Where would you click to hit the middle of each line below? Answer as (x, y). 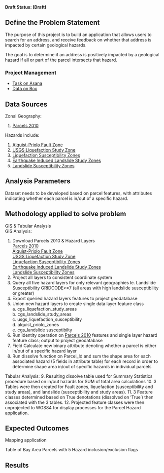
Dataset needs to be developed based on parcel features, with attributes (79, 193)
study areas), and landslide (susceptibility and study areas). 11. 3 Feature (79, 392)
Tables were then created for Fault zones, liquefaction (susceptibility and (79, 387)
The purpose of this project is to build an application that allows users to (78, 35)
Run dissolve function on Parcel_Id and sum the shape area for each (82, 356)
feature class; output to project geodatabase (57, 340)
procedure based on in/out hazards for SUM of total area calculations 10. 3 (81, 381)
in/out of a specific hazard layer (45, 351)
